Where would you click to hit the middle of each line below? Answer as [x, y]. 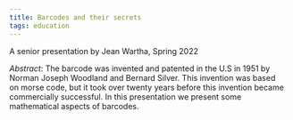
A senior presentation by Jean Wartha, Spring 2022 [104, 51]
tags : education [39, 26]
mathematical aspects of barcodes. [74, 106]
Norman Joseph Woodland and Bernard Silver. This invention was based [142, 77]
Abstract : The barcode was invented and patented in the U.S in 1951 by [140, 68]
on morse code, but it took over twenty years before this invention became [146, 87]
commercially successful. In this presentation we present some [126, 96]
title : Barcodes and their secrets [75, 17]
